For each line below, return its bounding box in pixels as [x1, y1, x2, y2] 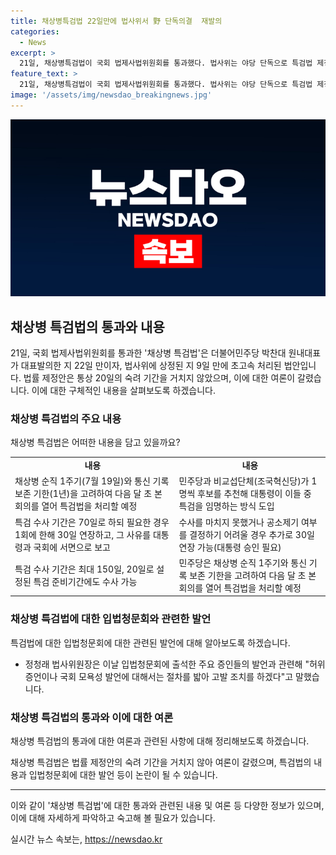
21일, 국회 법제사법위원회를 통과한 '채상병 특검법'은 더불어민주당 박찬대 [10, 347, 287, 359]
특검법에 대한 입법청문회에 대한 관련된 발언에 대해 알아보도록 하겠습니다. [10, 636, 291, 649]
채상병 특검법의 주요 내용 [10, 411, 122, 425]
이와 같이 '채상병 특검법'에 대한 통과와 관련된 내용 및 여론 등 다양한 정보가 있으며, [10, 799, 325, 811]
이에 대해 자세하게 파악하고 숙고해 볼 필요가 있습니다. [10, 811, 216, 824]
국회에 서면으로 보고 [33, 541, 111, 553]
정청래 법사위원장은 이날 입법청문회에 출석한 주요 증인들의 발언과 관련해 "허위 [24, 658, 326, 670]
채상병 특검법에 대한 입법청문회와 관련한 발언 [10, 612, 212, 626]
